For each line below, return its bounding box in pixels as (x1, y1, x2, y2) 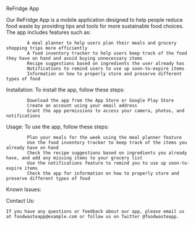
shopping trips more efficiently (6, 45, 88, 51)
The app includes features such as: (6, 29, 91, 36)
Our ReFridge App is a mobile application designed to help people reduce (6, 16, 183, 23)
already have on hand (6, 145, 59, 151)
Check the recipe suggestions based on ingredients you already (27, 150, 187, 156)
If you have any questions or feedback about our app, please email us (6, 209, 184, 214)
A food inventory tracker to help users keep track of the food (27, 50, 187, 56)
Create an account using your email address (27, 103, 138, 108)
